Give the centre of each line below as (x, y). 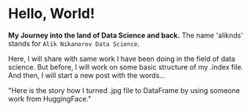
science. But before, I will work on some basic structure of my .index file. (126, 66)
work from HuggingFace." (50, 98)
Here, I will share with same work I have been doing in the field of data (122, 59)
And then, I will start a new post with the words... (87, 75)
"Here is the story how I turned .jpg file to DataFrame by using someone (124, 90)
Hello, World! (52, 14)
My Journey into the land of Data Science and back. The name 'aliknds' (125, 35)
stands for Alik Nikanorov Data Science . (74, 43)
